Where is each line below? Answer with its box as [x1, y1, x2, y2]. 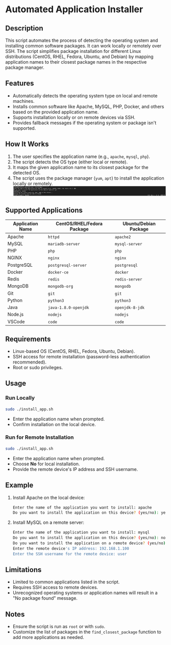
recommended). [12, 359, 47, 365]
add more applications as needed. [12, 634, 84, 640]
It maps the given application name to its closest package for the [12, 164, 149, 170]
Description [5, 24, 43, 33]
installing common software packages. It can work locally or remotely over [5, 43, 162, 49]
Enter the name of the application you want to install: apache [12, 505, 152, 510]
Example [5, 481, 34, 490]
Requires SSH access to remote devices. [12, 584, 98, 591]
